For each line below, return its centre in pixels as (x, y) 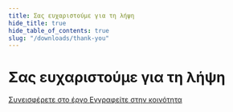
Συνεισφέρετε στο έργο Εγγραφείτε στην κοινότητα (95, 100)
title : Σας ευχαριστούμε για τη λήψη (72, 16)
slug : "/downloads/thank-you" (59, 38)
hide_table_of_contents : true (59, 30)
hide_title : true (37, 23)
